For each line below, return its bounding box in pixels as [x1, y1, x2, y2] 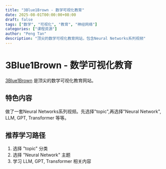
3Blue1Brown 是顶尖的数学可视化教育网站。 [5, 77, 96, 83]
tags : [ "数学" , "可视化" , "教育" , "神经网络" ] [5, 21, 98, 27]
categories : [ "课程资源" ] [5, 27, 58, 32]
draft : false [5, 17, 33, 22]
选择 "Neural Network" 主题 [12, 152, 71, 158]
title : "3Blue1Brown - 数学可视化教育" [5, 7, 85, 13]
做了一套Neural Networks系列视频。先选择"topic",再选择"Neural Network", [5, 108, 161, 114]
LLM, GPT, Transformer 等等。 [5, 114, 69, 120]
